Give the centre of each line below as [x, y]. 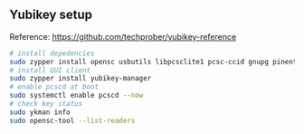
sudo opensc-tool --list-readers [72, 120]
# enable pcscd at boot [54, 87]
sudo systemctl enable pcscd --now [76, 96]
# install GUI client [50, 70]
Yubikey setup [51, 15]
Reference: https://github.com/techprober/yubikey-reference [123, 36]
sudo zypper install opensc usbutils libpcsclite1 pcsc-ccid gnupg [139, 62]
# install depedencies [52, 53]
